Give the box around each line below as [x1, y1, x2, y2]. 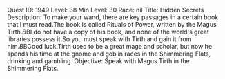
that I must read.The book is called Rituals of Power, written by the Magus [7, 21, 217, 28]
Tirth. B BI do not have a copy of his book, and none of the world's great [7, 27, 209, 36]
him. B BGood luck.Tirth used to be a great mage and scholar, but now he [7, 43, 213, 50]
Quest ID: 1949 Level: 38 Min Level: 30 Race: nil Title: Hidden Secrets [7, 6, 204, 14]
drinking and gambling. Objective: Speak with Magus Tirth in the [7, 57, 190, 65]
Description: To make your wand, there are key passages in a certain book [7, 13, 219, 21]
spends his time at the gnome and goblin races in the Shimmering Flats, [7, 49, 211, 58]
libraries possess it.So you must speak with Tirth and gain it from [7, 35, 192, 43]
